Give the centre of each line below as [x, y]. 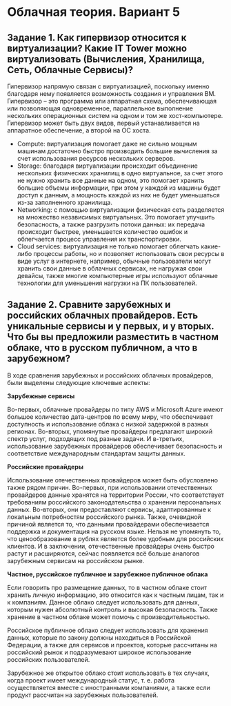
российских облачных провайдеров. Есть [103, 316]
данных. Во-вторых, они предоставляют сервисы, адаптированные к [109, 509]
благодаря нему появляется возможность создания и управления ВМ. [111, 94]
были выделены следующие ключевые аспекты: [79, 382]
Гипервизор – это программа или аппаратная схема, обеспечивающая [112, 101]
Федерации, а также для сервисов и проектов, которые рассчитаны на [112, 645]
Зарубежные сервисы [41, 396]
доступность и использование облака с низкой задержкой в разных [108, 424]
